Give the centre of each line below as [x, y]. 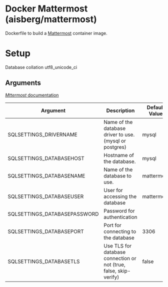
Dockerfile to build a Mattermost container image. [56, 33]
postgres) [115, 147]
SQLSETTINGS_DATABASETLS [44, 261]
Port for [112, 225]
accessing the [120, 196]
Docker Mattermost [46, 9]
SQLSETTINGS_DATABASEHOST [46, 158]
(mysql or [115, 140]
